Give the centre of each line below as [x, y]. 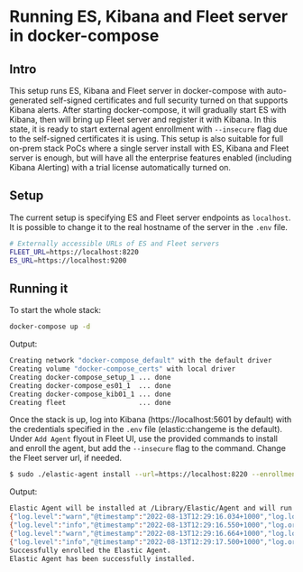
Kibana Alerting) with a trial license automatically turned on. [120, 167]
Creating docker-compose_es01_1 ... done [90, 385]
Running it [39, 288]
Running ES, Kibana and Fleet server [149, 17]
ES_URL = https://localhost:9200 [68, 260]
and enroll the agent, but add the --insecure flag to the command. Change [148, 448]
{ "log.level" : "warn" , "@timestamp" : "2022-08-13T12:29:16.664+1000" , [139, 533]
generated [28, 100]
